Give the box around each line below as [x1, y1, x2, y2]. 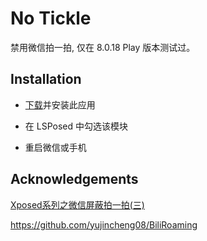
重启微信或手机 [24, 141, 87, 153]
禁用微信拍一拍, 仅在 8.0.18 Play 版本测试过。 [10, 41, 196, 53]
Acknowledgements [10, 171, 139, 188]
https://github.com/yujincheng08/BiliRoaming [10, 218, 198, 231]
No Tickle [10, 7, 92, 30]
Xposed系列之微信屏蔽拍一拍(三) [10, 198, 145, 211]
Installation [10, 71, 82, 88]
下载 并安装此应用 [24, 98, 96, 111]
